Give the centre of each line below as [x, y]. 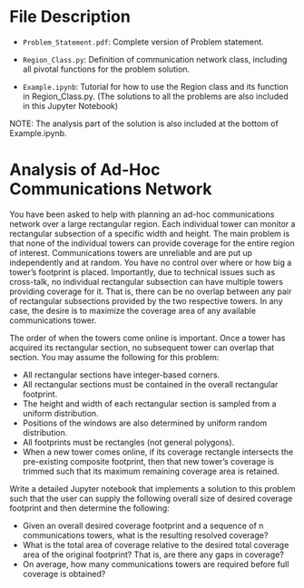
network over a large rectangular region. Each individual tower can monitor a [152, 223]
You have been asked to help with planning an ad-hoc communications [142, 214]
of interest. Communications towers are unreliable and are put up [131, 252]
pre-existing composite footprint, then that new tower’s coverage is [148, 461]
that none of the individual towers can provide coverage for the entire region [152, 243]
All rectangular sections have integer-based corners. [121, 375]
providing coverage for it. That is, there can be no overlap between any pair [151, 291]
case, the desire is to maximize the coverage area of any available [133, 310]
